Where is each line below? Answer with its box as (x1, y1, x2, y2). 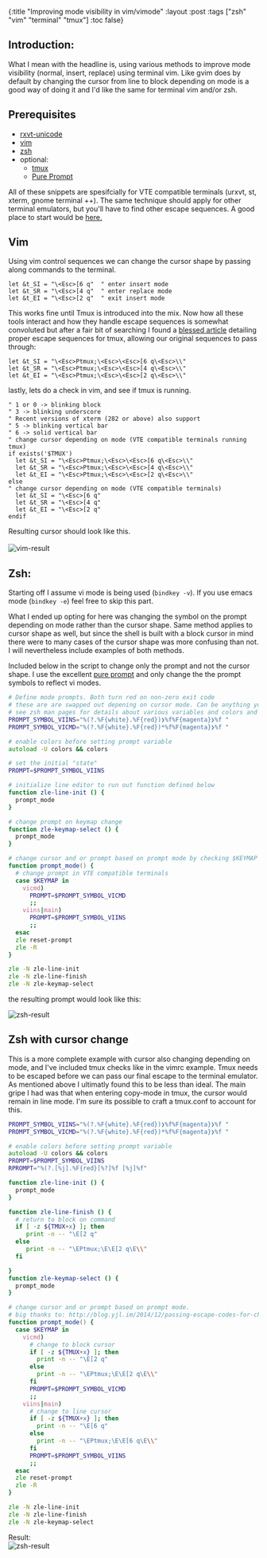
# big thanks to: (8, 1311, 66, 1319)
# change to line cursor (29, 1407, 112, 1415)
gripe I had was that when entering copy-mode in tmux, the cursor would (8, 1088, 248, 1097)
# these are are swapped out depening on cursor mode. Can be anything (8, 701, 250, 709)
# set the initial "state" (8, 759, 98, 768)
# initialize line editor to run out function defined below (8, 781, 215, 789)
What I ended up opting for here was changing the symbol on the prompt (8, 612, 247, 621)
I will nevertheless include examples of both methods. (8, 646, 184, 655)
